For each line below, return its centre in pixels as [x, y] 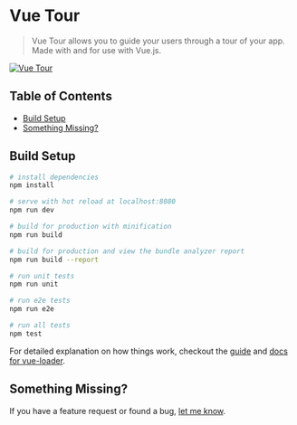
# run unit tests [42, 276]
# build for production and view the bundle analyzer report [127, 251]
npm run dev [32, 210]
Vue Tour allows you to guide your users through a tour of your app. [158, 41]
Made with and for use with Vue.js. [96, 50]
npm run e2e [32, 309]
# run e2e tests [40, 301]
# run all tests [40, 326]
